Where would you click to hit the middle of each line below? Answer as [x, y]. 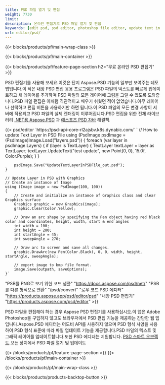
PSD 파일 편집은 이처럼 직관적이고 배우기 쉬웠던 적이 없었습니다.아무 [80, 101]
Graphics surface [23, 200]
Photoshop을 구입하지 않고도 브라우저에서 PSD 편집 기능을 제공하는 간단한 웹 [80, 318]
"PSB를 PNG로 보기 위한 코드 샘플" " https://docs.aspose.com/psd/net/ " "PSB [82, 284]
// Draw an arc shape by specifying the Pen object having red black [87, 217]
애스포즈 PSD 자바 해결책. [86, 120]
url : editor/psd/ [23, 33]
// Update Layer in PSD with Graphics [45, 178]
